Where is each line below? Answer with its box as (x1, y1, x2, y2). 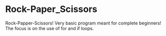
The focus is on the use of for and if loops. (5, 25, 94, 31)
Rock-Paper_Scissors (5, 3, 98, 15)
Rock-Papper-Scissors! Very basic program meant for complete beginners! (5, 20, 161, 26)
